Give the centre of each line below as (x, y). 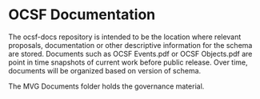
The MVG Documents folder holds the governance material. (106, 86)
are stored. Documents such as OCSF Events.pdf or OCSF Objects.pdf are (130, 53)
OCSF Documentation (82, 15)
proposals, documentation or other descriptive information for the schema (130, 45)
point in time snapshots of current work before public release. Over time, (128, 62)
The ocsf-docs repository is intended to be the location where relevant (125, 37)
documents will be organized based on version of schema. (105, 70)
